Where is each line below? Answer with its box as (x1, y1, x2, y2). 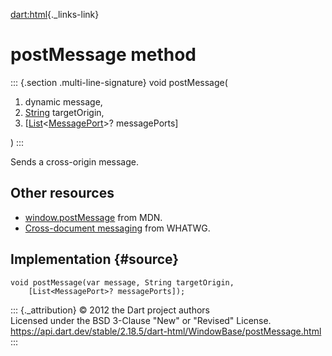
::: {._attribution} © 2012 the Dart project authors (10, 304, 210, 316)
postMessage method (10, 44, 197, 66)
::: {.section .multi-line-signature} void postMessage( (10, 76, 228, 88)
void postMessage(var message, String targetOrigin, (10, 277, 235, 288)
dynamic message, (24, 95, 103, 108)
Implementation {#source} (10, 251, 180, 268)
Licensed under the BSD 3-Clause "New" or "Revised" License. (10, 314, 272, 326)
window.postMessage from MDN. (24, 211, 163, 223)
